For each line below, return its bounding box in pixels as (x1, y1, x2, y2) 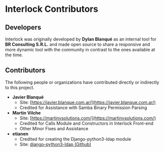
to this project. (5, 84, 34, 90)
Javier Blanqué (12, 94, 44, 100)
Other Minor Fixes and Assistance (19, 125, 89, 131)
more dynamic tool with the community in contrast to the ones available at (5, 47, 155, 52)
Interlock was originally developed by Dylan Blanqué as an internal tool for (5, 36, 157, 42)
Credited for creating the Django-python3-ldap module (19, 136, 131, 142)
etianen (12, 131, 29, 137)
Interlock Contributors (5, 3, 98, 15)
